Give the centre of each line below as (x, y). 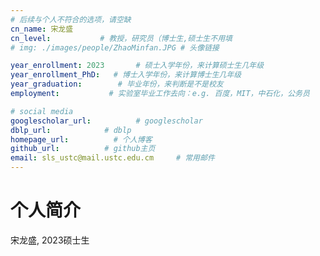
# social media (42, 111)
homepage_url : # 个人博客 (81, 139)
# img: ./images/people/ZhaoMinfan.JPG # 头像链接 (115, 47)
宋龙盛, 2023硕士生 (50, 240)
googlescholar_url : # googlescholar (106, 121)
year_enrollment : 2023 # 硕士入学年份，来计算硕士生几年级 (137, 66)
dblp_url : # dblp (71, 130)
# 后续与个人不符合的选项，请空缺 (71, 19)
